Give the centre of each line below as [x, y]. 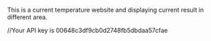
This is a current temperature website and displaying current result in [105, 10]
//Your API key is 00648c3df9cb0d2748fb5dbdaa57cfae [88, 30]
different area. [27, 17]
